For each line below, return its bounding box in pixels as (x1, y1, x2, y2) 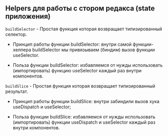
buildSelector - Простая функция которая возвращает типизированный (5, 26, 162, 32)
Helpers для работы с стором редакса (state (5, 4, 155, 13)
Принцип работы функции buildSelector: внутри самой (12, 41, 132, 47)
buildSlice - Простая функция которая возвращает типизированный (5, 83, 155, 89)
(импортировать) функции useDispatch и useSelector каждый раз (12, 119, 156, 125)
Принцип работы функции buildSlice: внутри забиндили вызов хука (12, 98, 160, 104)
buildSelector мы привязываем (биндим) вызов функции (32, 46, 155, 53)
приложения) (5, 12, 51, 21)
